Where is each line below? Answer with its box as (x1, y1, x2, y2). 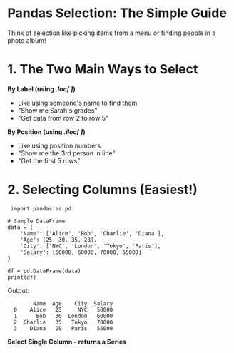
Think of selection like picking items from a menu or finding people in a (7, 29, 216, 37)
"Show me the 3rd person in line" (17, 148, 116, 158)
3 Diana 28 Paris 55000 (14, 324, 113, 332)
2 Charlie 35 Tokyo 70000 (14, 319, 113, 326)
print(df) (7, 273, 37, 281)
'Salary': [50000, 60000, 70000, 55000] (20, 248, 142, 256)
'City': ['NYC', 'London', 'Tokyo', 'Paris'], (20, 242, 161, 250)
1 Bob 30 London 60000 (14, 312, 113, 319)
